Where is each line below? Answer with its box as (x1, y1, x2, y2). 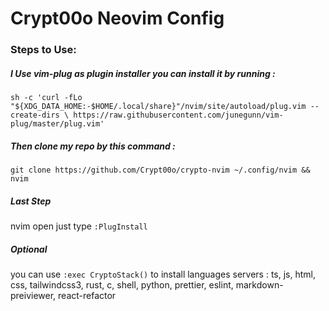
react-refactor (58, 289, 117, 301)
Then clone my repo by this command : (10, 140, 176, 152)
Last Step (10, 195, 52, 207)
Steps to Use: (10, 43, 77, 57)
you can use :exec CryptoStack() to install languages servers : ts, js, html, (10, 268, 317, 280)
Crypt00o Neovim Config (10, 7, 225, 30)
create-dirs (10, 110, 60, 121)
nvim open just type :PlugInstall (10, 220, 148, 232)
